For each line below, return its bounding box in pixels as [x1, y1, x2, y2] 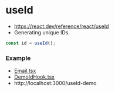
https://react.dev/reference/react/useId [13, 23, 109, 30]
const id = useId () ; [5, 40, 56, 46]
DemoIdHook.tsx [13, 73, 55, 80]
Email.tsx [13, 68, 36, 75]
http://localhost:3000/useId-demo [13, 80, 97, 87]
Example [5, 54, 31, 62]
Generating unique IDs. [13, 29, 70, 36]
